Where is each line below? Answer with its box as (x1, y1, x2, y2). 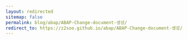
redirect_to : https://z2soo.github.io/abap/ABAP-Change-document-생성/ (5, 25, 183, 31)
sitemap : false (5, 14, 43, 20)
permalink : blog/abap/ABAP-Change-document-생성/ (5, 19, 127, 25)
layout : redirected (5, 8, 54, 15)
